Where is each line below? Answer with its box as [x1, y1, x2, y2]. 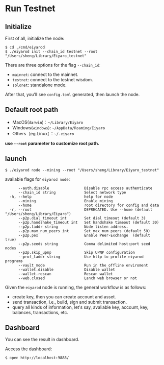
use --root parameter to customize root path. [5, 140, 100, 146]
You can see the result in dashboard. [5, 337, 80, 342]
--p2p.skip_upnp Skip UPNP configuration [18, 250, 135, 255]
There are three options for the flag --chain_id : [5, 62, 101, 68]
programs [5, 258, 23, 264]
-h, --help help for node [9, 194, 113, 199]
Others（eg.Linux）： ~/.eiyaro [12, 130, 74, 136]
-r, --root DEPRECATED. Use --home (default [9, 207, 153, 212]
